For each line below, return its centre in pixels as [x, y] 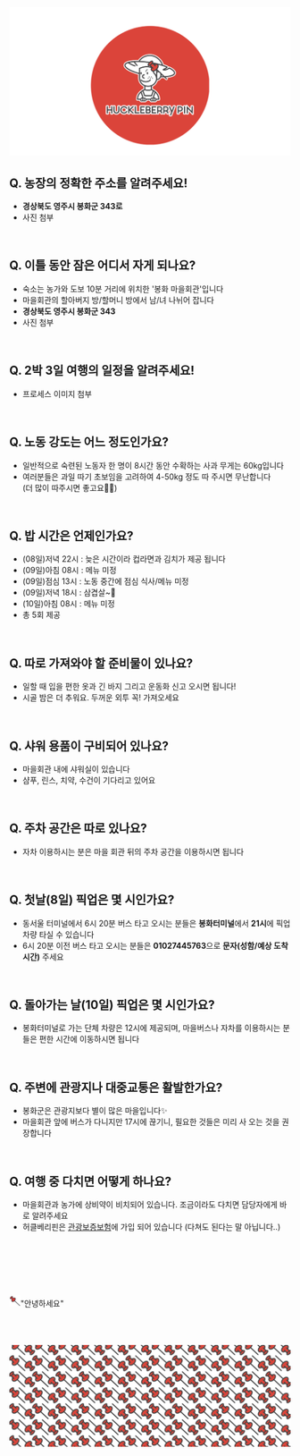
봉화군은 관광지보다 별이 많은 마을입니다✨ [95, 1111]
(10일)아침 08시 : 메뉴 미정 [68, 604]
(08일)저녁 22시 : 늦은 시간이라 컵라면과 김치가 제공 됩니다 [124, 559]
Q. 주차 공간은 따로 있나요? [78, 829]
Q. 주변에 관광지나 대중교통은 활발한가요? [116, 1087]
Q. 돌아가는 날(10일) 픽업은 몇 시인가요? [112, 1005]
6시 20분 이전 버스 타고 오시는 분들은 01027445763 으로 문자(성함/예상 [147, 945]
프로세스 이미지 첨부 [57, 394]
